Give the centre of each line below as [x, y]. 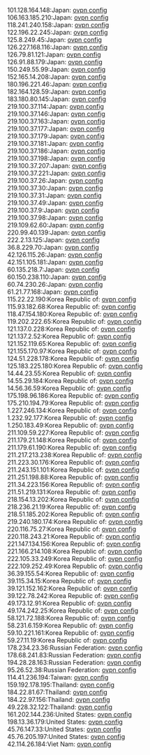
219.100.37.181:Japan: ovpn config [56, 143]
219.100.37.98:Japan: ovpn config [55, 218]
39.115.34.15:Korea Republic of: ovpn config [69, 581]
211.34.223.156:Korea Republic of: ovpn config [74, 485]
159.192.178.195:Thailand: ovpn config [61, 685]
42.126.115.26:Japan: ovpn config [55, 255]
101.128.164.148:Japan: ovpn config [57, 10]
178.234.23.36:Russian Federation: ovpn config [75, 648]
